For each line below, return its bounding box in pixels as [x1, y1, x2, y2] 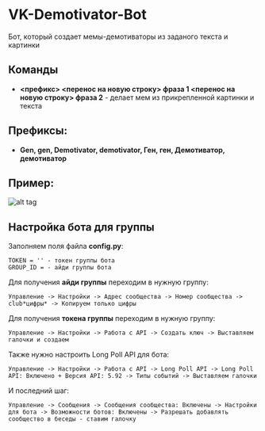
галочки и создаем [8, 336, 69, 344]
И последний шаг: [8, 386, 70, 395]
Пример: [8, 176, 54, 189]
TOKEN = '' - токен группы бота [8, 257, 115, 265]
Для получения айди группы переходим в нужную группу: [8, 277, 209, 287]
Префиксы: [8, 124, 67, 138]
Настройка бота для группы [8, 220, 155, 234]
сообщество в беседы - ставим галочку [8, 415, 136, 423]
